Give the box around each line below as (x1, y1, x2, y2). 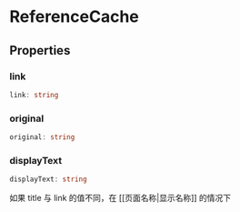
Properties (9, 43, 71, 58)
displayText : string (9, 175, 88, 184)
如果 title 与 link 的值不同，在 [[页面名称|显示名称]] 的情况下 (9, 193, 232, 204)
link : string (9, 90, 59, 99)
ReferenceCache (9, 6, 139, 27)
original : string (9, 133, 75, 142)
